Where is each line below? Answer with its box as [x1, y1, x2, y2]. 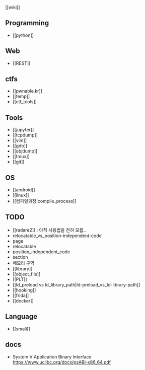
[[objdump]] [12, 148, 38, 154]
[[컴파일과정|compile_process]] [12, 198, 77, 204]
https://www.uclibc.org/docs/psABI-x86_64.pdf [12, 359, 111, 365]
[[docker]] [12, 298, 34, 304]
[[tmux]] [12, 154, 30, 160]
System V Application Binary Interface [12, 353, 92, 359]
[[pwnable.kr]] [12, 88, 43, 94]
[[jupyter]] [12, 127, 34, 133]
